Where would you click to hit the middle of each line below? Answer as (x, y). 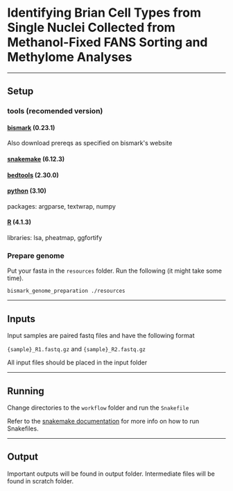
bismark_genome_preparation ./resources (67, 291)
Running (26, 391)
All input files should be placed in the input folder (77, 362)
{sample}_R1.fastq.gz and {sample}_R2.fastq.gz (76, 349)
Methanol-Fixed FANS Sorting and (107, 42)
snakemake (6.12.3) (36, 159)
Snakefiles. (23, 428)
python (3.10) (27, 191)
